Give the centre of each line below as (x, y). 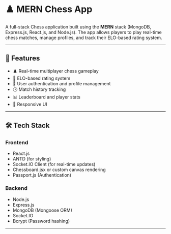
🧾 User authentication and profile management (62, 83)
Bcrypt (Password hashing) (41, 221)
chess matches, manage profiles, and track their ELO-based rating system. (84, 38)
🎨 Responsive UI (30, 104)
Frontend (17, 143)
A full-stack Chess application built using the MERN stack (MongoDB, (78, 27)
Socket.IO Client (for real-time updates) (54, 164)
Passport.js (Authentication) (42, 175)
